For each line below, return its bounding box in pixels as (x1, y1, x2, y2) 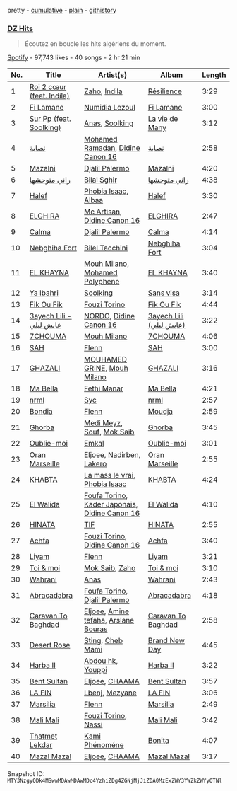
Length (202, 70, 226, 80)
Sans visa (147, 288, 180, 298)
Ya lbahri (29, 288, 59, 298)
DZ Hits (7, 23, 34, 33)
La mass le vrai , (83, 470, 136, 480)
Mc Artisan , (83, 207, 122, 216)
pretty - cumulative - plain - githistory (7, 6, 117, 14)
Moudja (147, 407, 174, 417)
